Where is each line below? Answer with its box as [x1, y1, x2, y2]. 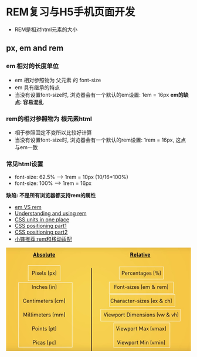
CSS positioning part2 [14, 228, 68, 235]
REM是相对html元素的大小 [14, 26, 78, 33]
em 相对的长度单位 [6, 62, 59, 70]
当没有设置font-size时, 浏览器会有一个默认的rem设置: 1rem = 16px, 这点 [14, 136, 186, 143]
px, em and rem [6, 43, 64, 53]
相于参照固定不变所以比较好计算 [14, 129, 92, 136]
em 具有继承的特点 [14, 83, 60, 91]
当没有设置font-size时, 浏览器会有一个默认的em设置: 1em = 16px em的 [14, 91, 184, 98]
